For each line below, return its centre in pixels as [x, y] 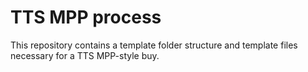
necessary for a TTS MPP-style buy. [85, 55]
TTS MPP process [86, 17]
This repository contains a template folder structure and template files [154, 45]
